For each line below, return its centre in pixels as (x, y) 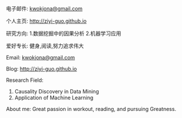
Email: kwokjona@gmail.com (40, 58)
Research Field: (25, 80)
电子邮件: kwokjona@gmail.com (44, 8)
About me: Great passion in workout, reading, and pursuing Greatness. (91, 109)
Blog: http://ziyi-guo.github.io (42, 69)
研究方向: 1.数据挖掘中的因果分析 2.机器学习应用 (64, 33)
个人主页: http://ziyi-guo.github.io (46, 21)
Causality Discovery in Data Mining (57, 91)
